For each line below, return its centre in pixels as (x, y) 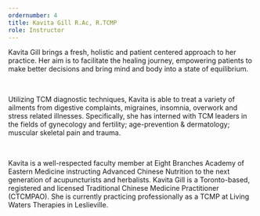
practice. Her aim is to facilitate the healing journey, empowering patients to (130, 60)
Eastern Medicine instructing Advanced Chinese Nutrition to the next (119, 172)
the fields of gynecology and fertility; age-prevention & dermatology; (119, 124)
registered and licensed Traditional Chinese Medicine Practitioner (114, 189)
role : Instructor (36, 30)
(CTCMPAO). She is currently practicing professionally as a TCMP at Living (129, 196)
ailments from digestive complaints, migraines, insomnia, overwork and (123, 108)
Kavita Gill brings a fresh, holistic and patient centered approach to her (122, 53)
